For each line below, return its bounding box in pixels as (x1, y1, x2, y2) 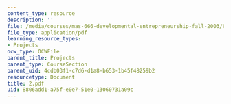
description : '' (7, 16, 54, 23)
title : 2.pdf (7, 80, 45, 87)
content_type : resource (7, 10, 76, 17)
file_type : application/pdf (7, 29, 88, 36)
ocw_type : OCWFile (7, 49, 60, 55)
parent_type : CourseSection (7, 61, 88, 68)
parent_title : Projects (7, 55, 76, 62)
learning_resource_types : (7, 36, 81, 42)
